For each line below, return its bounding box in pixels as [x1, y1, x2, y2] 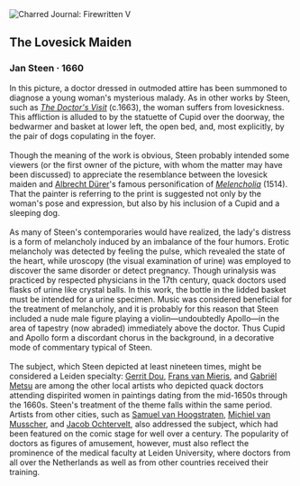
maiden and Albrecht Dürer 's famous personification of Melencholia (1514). [9, 178, 288, 189]
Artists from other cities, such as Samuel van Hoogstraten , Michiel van [9, 408, 271, 419]
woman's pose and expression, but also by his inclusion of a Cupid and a [9, 198, 280, 209]
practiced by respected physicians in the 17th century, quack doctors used [9, 275, 286, 285]
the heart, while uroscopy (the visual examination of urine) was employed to [9, 255, 291, 266]
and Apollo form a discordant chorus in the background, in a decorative [9, 332, 275, 342]
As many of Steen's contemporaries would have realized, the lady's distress [9, 226, 291, 238]
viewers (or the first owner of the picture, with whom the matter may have [9, 159, 283, 170]
